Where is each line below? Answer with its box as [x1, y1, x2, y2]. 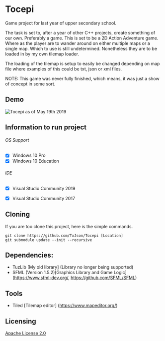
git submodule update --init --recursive [5, 237, 92, 243]
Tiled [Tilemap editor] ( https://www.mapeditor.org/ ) [12, 303, 118, 309]
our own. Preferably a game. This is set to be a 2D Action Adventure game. [5, 35, 159, 41]
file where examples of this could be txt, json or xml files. [5, 66, 122, 72]
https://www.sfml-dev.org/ [14, 275, 69, 281]
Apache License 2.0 [5, 331, 46, 337]
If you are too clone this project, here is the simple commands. [5, 223, 133, 229]
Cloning [5, 210, 30, 219]
